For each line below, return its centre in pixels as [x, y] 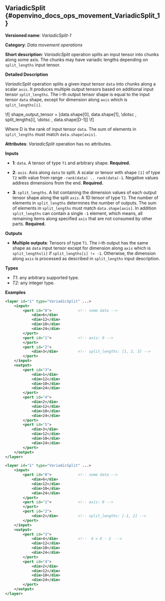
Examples [16, 292]
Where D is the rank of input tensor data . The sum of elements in [71, 129]
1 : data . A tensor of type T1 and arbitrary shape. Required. [71, 163]
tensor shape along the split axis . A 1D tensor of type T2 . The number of [85, 197]
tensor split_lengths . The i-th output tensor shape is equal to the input [78, 94]
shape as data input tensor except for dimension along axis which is [82, 248]
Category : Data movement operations [44, 45]
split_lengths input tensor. [33, 65]
